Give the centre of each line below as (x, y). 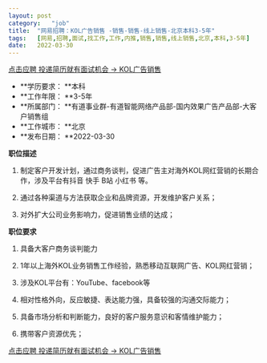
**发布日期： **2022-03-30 (67, 136)
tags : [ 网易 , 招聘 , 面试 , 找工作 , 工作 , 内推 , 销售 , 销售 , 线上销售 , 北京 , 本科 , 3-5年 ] (129, 38)
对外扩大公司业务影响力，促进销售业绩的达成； (97, 215)
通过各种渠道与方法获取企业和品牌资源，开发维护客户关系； (118, 198)
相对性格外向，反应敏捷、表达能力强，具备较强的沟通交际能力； (125, 300)
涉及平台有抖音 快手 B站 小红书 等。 (93, 180)
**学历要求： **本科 (53, 87)
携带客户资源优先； (52, 334)
